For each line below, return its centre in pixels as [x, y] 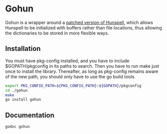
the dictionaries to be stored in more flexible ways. [57, 33]
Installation [23, 49]
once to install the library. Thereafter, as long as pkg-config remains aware [82, 71]
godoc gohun [17, 127]
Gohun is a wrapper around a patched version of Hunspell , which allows [79, 22]
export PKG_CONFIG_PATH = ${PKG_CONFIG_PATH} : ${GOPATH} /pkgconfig [73, 86]
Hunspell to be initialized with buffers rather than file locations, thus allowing [83, 27]
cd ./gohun [16, 90]
